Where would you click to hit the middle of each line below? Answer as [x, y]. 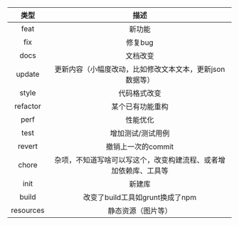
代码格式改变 [140, 93]
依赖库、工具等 [143, 171]
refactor [27, 106]
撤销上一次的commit [140, 147]
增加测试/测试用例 [140, 133]
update [28, 74]
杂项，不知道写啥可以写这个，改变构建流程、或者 [136, 160]
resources [28, 210]
